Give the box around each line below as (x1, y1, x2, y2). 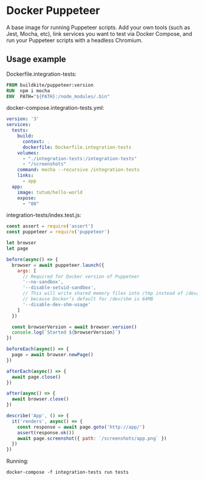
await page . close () (12, 374, 61, 380)
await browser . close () (12, 396, 69, 402)
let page (6, 246, 29, 252)
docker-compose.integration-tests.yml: (6, 104, 104, 112)
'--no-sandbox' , (22, 279, 64, 285)
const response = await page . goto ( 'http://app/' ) (17, 424, 146, 430)
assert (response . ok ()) (17, 429, 75, 436)
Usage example (6, 54, 67, 64)
